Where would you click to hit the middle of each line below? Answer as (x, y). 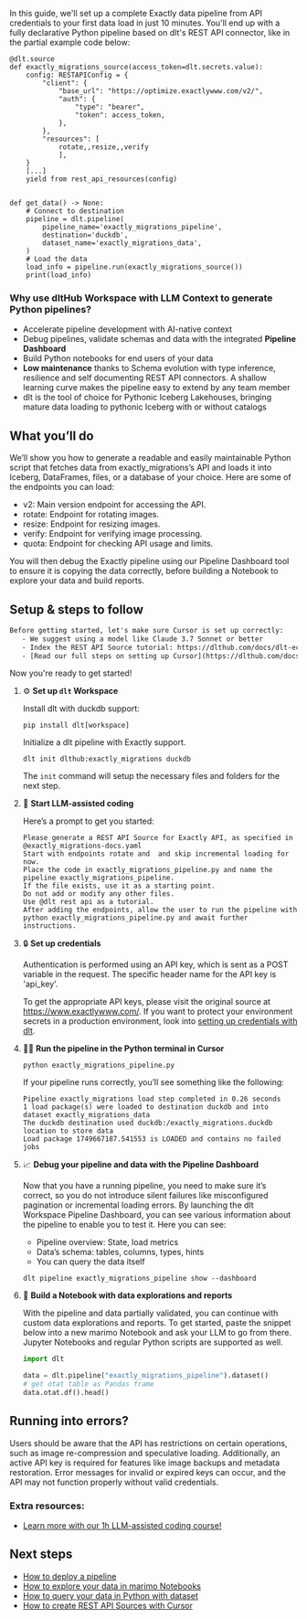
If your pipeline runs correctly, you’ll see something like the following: (153, 1082)
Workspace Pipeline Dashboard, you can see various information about (157, 1215)
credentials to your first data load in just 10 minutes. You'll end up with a (145, 23)
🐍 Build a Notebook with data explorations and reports (127, 1295)
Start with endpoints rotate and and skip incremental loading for (156, 854)
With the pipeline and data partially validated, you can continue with (150, 1313)
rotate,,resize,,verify (103, 147)
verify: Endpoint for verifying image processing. (112, 534)
